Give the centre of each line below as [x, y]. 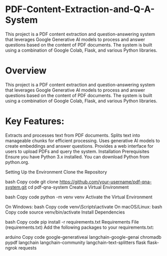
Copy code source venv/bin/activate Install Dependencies [65, 212]
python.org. [17, 162]
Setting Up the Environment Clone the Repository [56, 172]
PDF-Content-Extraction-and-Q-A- [80, 9]
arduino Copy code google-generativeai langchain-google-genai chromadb [83, 237]
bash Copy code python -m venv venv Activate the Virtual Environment [79, 197]
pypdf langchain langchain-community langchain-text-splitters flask [76, 242]
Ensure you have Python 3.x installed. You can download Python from [77, 157]
